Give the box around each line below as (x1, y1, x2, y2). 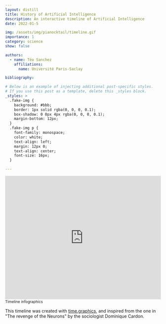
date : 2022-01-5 (5, 21, 39, 26)
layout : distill (5, 7, 39, 12)
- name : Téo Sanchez (9, 57, 52, 62)
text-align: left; (14, 139, 52, 144)
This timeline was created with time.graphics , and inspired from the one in (5, 308, 156, 314)
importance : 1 (5, 35, 35, 40)
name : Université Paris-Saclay (18, 66, 83, 72)
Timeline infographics (5, 299, 43, 304)
